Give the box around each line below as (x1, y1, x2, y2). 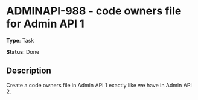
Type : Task (6, 37, 34, 44)
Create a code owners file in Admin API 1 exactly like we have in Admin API (6, 81, 192, 89)
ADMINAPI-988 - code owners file (6, 4, 182, 18)
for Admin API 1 (6, 17, 85, 31)
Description (6, 66, 51, 76)
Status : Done (6, 48, 40, 55)
